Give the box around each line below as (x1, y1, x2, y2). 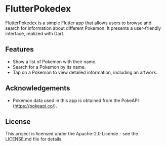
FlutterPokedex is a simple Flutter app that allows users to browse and (5, 20, 152, 26)
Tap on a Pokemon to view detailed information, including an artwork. (12, 69, 158, 75)
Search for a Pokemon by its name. (12, 64, 86, 70)
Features (5, 45, 34, 54)
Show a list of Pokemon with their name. (12, 59, 97, 65)
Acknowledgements (5, 84, 70, 92)
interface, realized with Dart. (5, 30, 65, 36)
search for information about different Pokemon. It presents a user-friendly (5, 25, 161, 31)
